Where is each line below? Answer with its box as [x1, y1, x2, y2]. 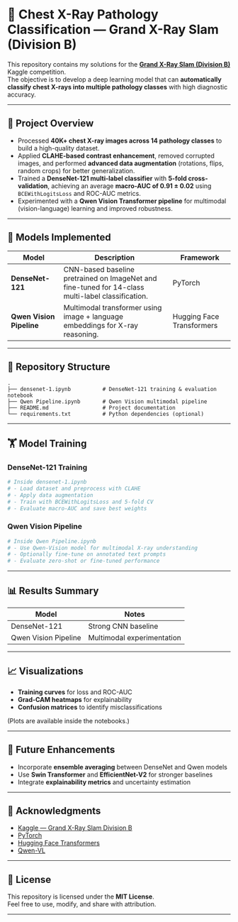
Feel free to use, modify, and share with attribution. [7, 900, 157, 909]
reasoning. [63, 329, 99, 339]
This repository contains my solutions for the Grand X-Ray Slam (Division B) [7, 60, 231, 68]
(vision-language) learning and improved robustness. [17, 204, 174, 212]
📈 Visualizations [7, 665, 84, 677]
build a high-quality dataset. [17, 143, 100, 152]
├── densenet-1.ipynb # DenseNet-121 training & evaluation [7, 386, 217, 393]
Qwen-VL [17, 846, 46, 855]
